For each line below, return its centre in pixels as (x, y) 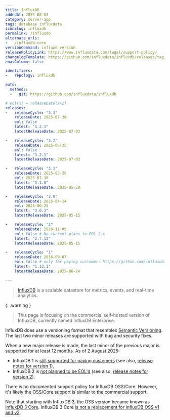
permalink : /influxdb (28, 33)
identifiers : (19, 71)
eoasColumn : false (25, 62)
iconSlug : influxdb (26, 29)
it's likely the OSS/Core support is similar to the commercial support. (77, 392)
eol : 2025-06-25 (32, 206)
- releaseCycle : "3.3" (31, 113)
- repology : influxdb (30, 76)
